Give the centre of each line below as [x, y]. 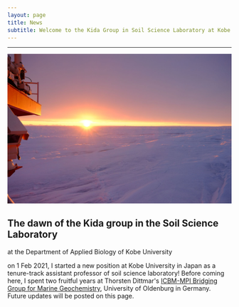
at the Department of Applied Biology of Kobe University [90, 251]
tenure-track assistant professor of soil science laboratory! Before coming [116, 273]
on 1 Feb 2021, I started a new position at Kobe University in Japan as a [112, 265]
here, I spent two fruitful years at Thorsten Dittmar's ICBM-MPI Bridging [113, 281]
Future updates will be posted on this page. [71, 296]
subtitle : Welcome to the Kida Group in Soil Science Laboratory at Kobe [119, 30]
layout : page [27, 15]
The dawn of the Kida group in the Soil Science [113, 223]
